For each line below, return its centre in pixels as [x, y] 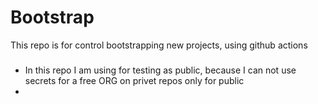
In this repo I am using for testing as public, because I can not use [160, 70]
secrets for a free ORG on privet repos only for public [134, 80]
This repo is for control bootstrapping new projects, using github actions [159, 45]
